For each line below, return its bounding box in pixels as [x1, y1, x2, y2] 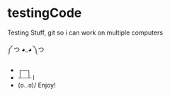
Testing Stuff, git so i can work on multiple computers [7, 28, 164, 37]
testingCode [7, 5, 82, 21]
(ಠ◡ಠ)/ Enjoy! [17, 80, 56, 89]
